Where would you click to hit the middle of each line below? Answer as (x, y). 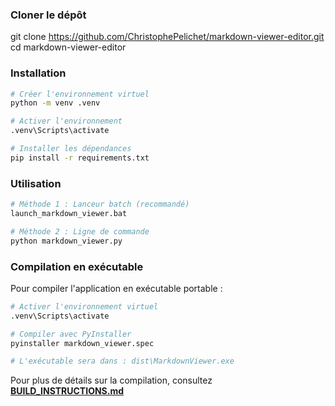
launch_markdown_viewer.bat (69, 214)
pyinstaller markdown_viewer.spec (82, 343)
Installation (38, 73)
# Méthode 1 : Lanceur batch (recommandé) (100, 204)
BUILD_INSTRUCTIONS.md (67, 391)
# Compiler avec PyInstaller (71, 334)
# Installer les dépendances (71, 149)
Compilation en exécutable (77, 266)
